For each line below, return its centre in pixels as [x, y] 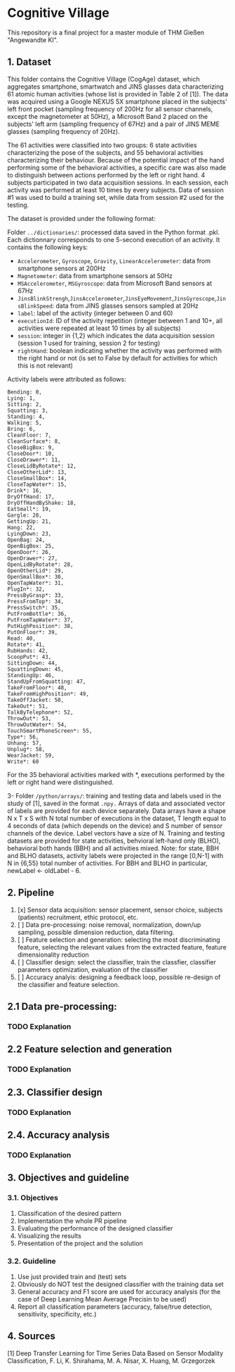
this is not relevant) [45, 365]
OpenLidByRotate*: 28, [40, 565]
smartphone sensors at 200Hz [61, 268]
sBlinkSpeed [35, 306]
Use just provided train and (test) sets [72, 1276]
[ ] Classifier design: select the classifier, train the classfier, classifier [116, 962]
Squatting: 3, [28, 410]
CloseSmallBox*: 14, [38, 478]
